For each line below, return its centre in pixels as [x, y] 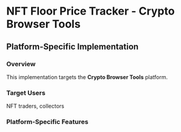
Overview [21, 64]
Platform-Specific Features [47, 122]
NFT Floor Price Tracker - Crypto [90, 11]
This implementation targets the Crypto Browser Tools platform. [87, 77]
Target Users [26, 92]
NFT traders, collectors [35, 106]
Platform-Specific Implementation [73, 47]
